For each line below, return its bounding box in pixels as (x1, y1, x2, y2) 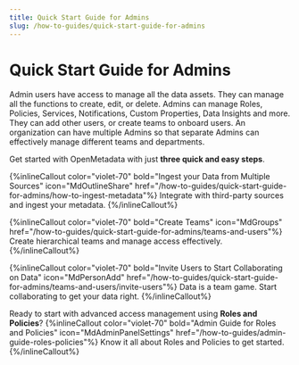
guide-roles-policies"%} (9, 336, 99, 348)
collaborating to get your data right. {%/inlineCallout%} (9, 291, 212, 302)
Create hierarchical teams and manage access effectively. (9, 236, 223, 246)
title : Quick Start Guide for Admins (9, 12, 150, 22)
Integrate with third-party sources (159, 190, 284, 201)
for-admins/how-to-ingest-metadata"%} (9, 190, 158, 201)
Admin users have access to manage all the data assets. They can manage (9, 89, 284, 100)
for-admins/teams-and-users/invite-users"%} (9, 282, 178, 293)
